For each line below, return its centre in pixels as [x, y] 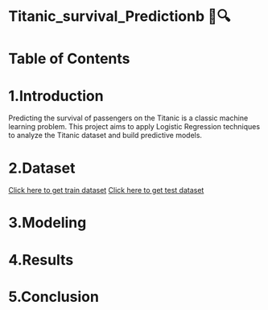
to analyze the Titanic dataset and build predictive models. [105, 136]
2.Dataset [42, 168]
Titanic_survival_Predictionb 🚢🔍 [120, 17]
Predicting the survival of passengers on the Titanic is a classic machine [128, 118]
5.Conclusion [54, 297]
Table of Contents [69, 59]
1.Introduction [56, 96]
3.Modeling [47, 223]
